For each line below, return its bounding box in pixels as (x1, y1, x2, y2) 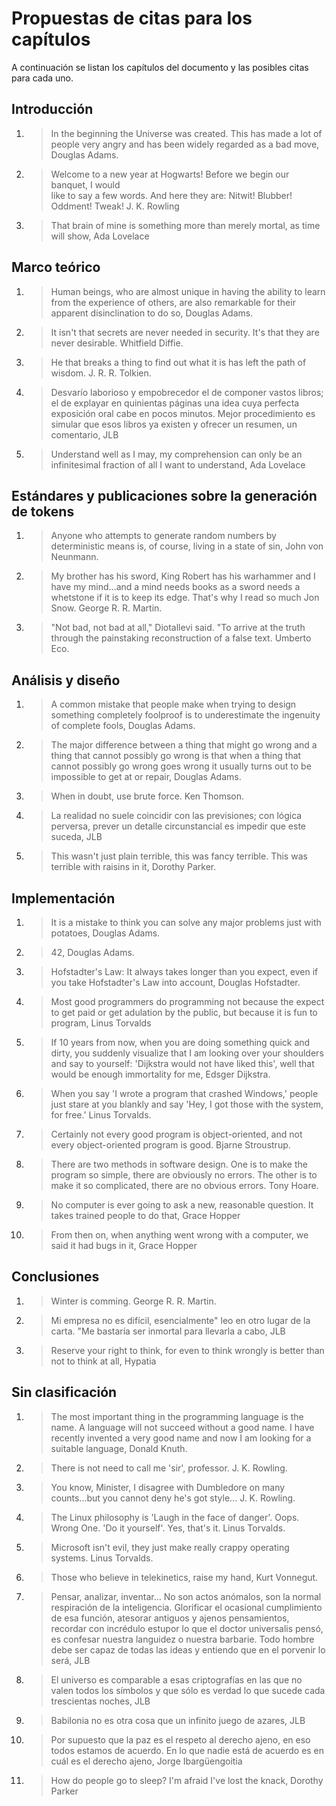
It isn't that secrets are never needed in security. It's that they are (50, 326, 320, 338)
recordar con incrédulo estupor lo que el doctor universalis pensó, (50, 1622, 324, 1634)
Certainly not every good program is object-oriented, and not (50, 1128, 303, 1140)
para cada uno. (11, 72, 74, 84)
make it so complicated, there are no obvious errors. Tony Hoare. (50, 1180, 319, 1191)
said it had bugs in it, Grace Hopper (50, 1240, 198, 1251)
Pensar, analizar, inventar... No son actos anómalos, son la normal (50, 1590, 322, 1602)
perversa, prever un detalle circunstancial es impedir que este (50, 820, 307, 832)
